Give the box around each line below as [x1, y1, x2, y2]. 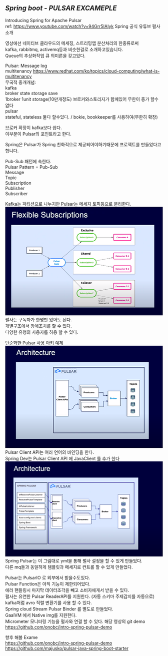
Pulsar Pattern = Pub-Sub [5, 164, 58, 170]
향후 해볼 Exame [5, 634, 38, 640]
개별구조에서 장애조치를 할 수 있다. [5, 323, 72, 329]
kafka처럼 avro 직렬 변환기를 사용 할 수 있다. [5, 600, 92, 606]
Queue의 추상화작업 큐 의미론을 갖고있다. [5, 53, 86, 59]
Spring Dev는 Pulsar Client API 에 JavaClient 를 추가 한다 [5, 455, 120, 461]
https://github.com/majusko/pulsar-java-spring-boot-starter [5, 645, 129, 651]
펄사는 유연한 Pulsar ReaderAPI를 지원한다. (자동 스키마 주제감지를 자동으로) [5, 593, 155, 599]
